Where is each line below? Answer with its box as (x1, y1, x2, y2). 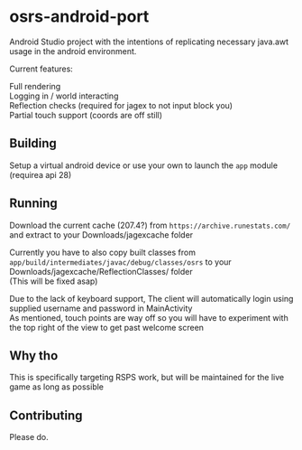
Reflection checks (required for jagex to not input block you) (9, 99, 233, 110)
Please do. (9, 432, 49, 443)
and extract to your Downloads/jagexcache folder (9, 229, 194, 240)
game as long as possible (9, 381, 105, 392)
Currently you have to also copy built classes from (9, 247, 197, 258)
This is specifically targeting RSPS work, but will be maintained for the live (9, 372, 285, 383)
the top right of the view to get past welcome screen (9, 322, 205, 333)
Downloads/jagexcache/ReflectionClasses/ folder (9, 266, 193, 277)
